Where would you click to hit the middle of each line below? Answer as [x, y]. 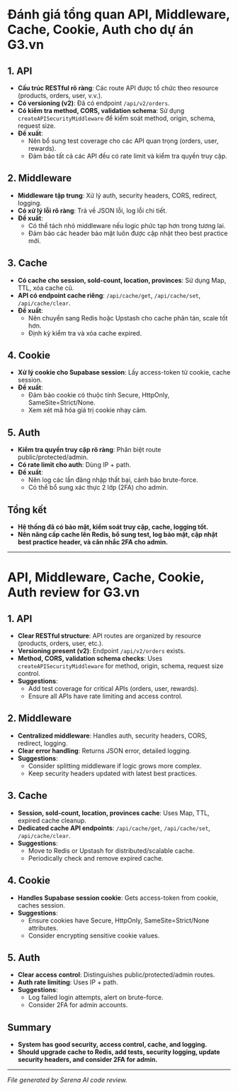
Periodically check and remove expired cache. [96, 858]
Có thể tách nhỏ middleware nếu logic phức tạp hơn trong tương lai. [127, 225]
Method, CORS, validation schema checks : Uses [90, 659]
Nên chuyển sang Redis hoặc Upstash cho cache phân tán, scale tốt [128, 318]
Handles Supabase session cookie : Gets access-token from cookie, [118, 898]
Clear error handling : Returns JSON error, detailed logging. [104, 751]
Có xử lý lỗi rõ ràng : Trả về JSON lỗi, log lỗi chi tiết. [92, 210]
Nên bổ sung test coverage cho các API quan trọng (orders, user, [123, 141]
